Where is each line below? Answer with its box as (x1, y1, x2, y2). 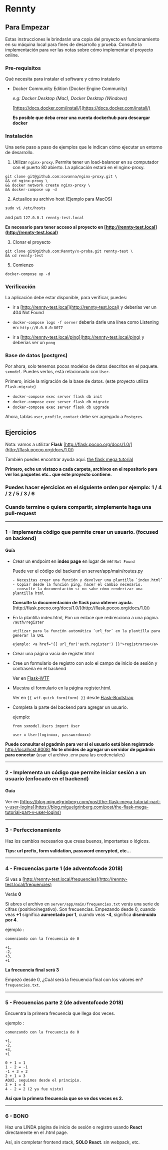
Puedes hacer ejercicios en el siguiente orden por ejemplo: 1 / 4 (5, 484, 162, 491)
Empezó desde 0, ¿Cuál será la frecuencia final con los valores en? (5, 976, 143, 983)
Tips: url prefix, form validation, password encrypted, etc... (5, 847, 131, 853)
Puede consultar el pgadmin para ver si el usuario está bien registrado (5, 741, 154, 747)
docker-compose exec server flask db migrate (12, 400, 109, 405)
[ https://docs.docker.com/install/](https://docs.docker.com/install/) (12, 105, 151, 111)
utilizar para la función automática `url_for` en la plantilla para (12, 629, 161, 634)
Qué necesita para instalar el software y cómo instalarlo (5, 76, 120, 82)
